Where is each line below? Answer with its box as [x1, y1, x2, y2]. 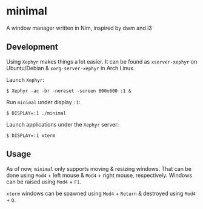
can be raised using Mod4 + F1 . [6, 177, 82, 185]
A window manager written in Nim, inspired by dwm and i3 [6, 24, 153, 32]
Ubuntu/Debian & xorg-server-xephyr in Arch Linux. [6, 64, 135, 71]
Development [6, 42, 59, 52]
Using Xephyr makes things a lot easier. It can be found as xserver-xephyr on [6, 58, 198, 65]
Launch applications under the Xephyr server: [6, 121, 119, 128]
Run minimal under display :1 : [6, 98, 81, 105]
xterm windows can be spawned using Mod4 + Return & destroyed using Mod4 [6, 190, 196, 197]
